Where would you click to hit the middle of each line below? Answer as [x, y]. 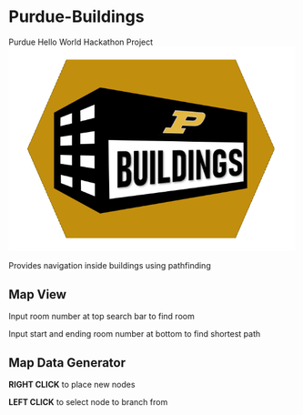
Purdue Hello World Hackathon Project [81, 42]
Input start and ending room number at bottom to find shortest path [135, 334]
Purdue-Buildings [76, 17]
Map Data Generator [67, 363]
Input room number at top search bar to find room [101, 317]
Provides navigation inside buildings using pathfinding [110, 266]
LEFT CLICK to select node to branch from [88, 402]
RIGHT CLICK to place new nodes [72, 385]
